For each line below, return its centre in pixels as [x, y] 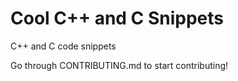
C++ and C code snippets [63, 46]
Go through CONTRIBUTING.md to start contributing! [119, 65]
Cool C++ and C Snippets [117, 18]
